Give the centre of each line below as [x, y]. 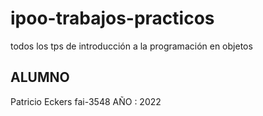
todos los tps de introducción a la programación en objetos [131, 46]
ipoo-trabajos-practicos [112, 18]
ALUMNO [40, 77]
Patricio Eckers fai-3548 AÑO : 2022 [86, 101]
